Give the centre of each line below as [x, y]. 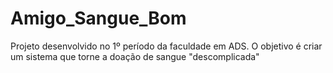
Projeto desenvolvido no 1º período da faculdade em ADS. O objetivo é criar [166, 46]
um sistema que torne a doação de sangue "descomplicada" [135, 56]
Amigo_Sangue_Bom [98, 18]
